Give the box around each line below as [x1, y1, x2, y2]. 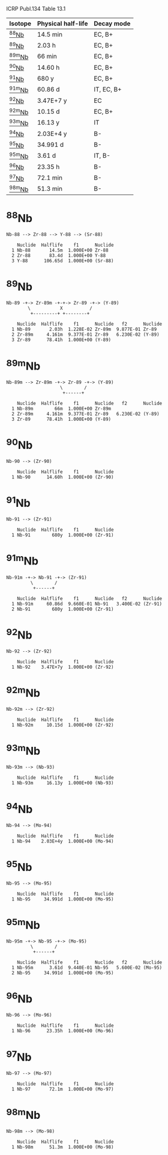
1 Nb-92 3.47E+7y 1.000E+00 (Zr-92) [11, 664, 114, 670]
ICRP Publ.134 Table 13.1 [6, 5, 66, 12]
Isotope [9, 19, 32, 28]
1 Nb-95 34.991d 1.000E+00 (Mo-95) [11, 896, 114, 902]
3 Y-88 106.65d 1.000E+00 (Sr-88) [11, 258, 114, 264]
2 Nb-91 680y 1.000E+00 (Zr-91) [11, 606, 114, 612]
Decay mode [94, 19, 131, 28]
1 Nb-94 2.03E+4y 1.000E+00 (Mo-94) [11, 838, 114, 844]
